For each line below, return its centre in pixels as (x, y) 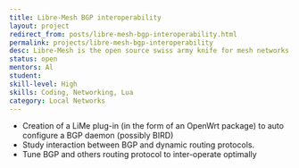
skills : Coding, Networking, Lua (71, 92)
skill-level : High (43, 84)
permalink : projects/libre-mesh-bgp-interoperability (112, 42)
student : (25, 76)
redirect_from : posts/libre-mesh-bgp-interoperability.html (124, 34)
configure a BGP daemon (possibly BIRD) (98, 136)
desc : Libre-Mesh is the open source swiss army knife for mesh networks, (151, 51)
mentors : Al (31, 68)
